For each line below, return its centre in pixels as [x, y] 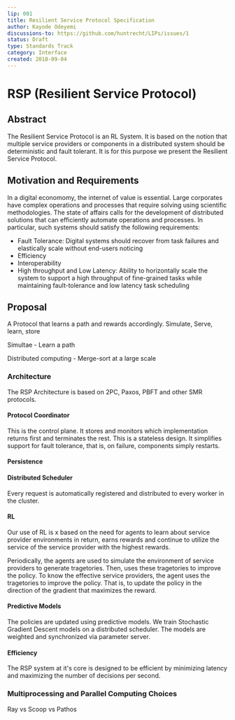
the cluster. [23, 501]
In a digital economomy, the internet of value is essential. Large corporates [115, 197]
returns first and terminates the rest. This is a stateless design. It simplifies [115, 438]
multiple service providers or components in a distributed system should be [116, 143]
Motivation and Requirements [73, 181]
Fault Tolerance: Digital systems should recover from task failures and [118, 240]
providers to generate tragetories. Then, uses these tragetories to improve [114, 568]
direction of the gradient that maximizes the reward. [82, 590]
